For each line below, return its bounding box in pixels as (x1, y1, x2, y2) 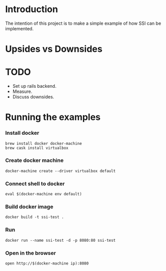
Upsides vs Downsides (5, 43, 103, 55)
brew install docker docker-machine (5, 141, 82, 146)
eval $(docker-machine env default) (5, 192, 82, 197)
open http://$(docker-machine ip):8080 (5, 261, 89, 266)
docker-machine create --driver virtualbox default (5, 168, 116, 174)
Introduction (5, 4, 58, 15)
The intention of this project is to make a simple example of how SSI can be (5, 20, 161, 26)
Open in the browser (5, 249, 56, 256)
